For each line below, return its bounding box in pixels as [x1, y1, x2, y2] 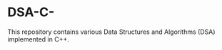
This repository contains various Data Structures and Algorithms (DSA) [7, 27, 216, 36]
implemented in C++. [7, 35, 69, 43]
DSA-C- [7, 4, 55, 20]
